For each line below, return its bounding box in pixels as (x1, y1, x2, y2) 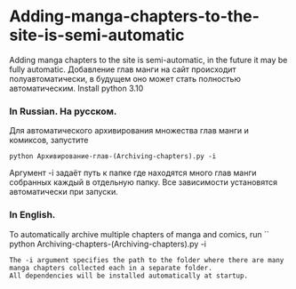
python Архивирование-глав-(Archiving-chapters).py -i (9, 152, 217, 161)
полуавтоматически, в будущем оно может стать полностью (9, 73, 242, 84)
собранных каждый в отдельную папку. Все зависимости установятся (9, 177, 278, 188)
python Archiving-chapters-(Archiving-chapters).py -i (9, 238, 207, 249)
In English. (9, 209, 56, 221)
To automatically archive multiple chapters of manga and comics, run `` (9, 229, 269, 239)
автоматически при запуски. (9, 187, 118, 197)
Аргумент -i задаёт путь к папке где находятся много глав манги (9, 167, 257, 179)
